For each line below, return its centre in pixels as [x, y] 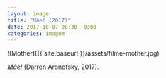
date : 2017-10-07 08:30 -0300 [52, 27]
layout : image [28, 14]
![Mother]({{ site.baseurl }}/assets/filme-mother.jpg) [83, 53]
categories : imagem [36, 33]
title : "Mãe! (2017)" [39, 20]
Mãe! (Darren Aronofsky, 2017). [53, 67]
